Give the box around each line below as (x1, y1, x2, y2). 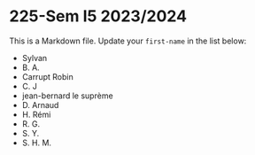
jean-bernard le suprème (21, 90, 113, 101)
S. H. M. (21, 137, 51, 148)
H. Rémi (21, 109, 51, 120)
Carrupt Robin (21, 71, 73, 81)
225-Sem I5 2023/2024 (9, 6, 188, 27)
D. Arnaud (21, 99, 59, 110)
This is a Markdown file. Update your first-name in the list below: (9, 35, 247, 46)
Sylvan (21, 52, 48, 63)
